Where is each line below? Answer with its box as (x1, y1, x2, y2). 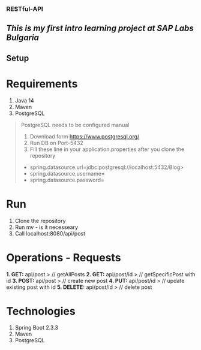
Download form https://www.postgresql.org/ (29, 132, 140, 140)
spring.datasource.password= (29, 176, 105, 183)
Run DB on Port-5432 (29, 139, 83, 146)
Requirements (6, 77, 78, 90)
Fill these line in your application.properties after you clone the (29, 146, 185, 153)
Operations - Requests (6, 251, 121, 264)
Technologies (6, 304, 76, 318)
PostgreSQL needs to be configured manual (20, 121, 130, 128)
